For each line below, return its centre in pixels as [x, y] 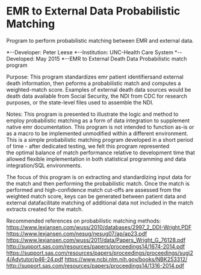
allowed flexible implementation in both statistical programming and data [96, 159]
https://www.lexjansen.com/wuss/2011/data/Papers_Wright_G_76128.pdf [96, 240]
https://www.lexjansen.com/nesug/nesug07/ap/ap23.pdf [77, 233]
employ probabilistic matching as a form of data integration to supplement [98, 120]
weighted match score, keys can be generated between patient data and [96, 196]
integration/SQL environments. [44, 165]
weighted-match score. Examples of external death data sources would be [99, 89]
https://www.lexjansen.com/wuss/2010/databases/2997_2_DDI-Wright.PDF [99, 227]
